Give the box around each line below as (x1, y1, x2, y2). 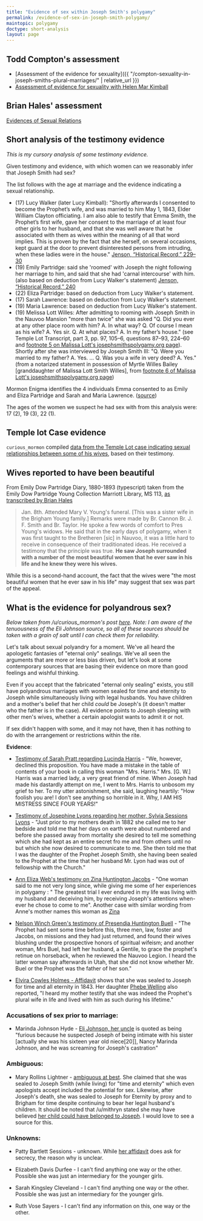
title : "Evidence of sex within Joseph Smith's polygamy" (6, 9, 156, 15)
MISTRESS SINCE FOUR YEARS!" (15, 800, 98, 808)
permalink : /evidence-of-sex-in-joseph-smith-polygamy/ (6, 15, 150, 21)
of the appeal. (6, 585, 41, 592)
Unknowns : (6, 1133, 41, 1142)
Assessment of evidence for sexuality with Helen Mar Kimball (15, 83, 168, 90)
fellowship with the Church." (15, 864, 86, 871)
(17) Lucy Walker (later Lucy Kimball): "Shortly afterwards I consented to (15, 199, 196, 206)
